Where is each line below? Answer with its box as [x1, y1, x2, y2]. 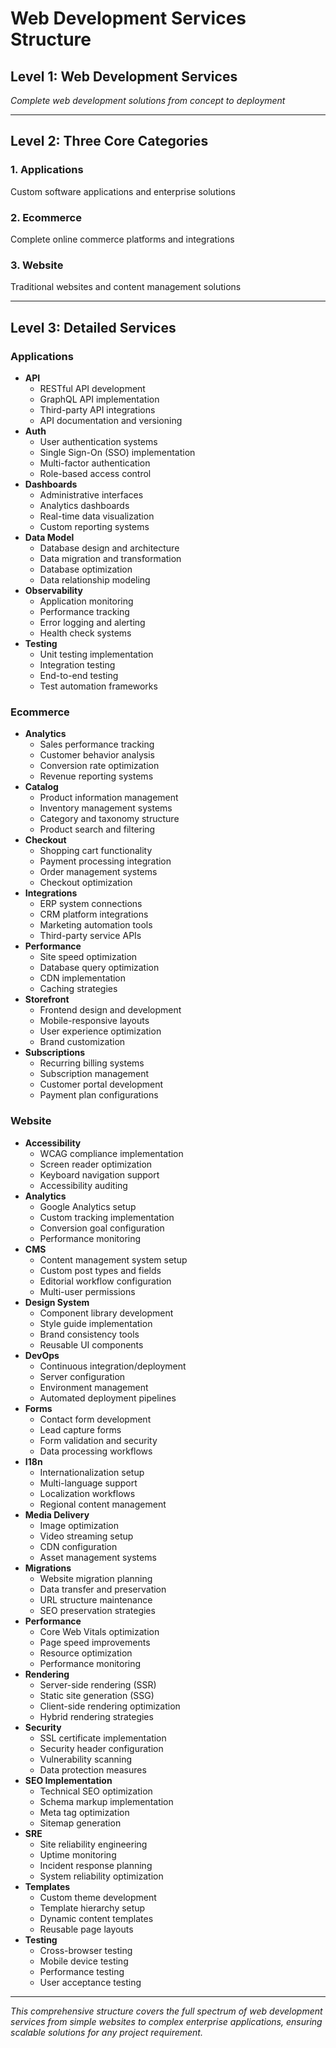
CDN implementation [39, 972, 127, 984]
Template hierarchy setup [39, 1902, 146, 1914]
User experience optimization [39, 1025, 162, 1037]
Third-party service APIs [39, 930, 142, 942]
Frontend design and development [39, 1004, 182, 1016]
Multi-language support [39, 1477, 138, 1489]
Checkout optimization [39, 877, 133, 889]
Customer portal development [39, 1078, 164, 1091]
